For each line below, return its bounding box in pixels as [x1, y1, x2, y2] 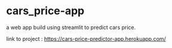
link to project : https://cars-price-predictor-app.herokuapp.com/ [6, 35, 166, 42]
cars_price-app [6, 4, 85, 18]
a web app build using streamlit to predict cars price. [6, 24, 136, 31]
